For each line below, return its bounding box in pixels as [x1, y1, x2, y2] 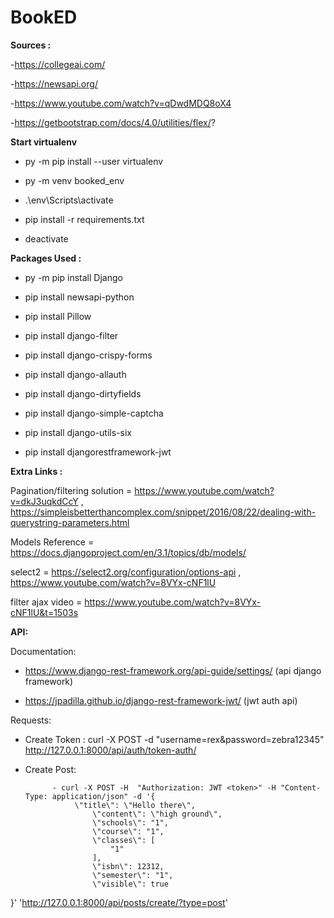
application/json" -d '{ [51, 791, 156, 801]
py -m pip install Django [24, 271, 123, 283]
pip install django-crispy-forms [24, 349, 153, 361]
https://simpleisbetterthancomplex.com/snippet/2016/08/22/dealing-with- [10, 506, 317, 518]
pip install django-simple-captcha [24, 407, 164, 419]
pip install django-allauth [24, 368, 127, 380]
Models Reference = [10, 536, 95, 548]
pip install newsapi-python [24, 291, 135, 303]
